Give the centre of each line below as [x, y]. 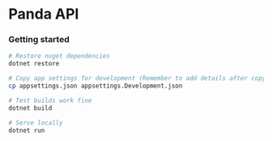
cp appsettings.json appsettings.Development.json [96, 86]
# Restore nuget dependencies [59, 56]
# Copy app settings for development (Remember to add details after [128, 79]
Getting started [39, 40]
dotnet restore [34, 64]
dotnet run [27, 130]
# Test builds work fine [50, 100]
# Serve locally [36, 122]
